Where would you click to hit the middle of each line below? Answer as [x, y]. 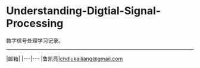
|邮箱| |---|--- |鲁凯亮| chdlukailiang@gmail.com [65, 59]
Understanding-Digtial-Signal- [84, 11]
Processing [35, 23]
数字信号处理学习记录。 [35, 40]
